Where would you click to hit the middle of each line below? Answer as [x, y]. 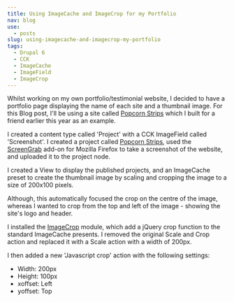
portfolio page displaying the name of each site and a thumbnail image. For [115, 106]
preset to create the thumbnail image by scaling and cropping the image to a [117, 178]
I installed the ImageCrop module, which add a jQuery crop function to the [114, 227]
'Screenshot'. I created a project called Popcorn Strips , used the [100, 142]
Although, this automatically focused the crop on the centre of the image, [112, 199]
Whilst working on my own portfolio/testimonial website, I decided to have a [116, 99]
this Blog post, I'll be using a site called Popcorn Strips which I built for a [111, 113]
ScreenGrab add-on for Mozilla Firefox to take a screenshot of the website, [115, 149]
